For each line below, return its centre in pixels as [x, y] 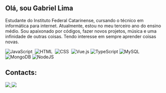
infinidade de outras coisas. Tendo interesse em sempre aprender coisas [81, 36]
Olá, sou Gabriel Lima [39, 8]
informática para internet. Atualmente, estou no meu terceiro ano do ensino [83, 26]
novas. [12, 42]
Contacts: [21, 73]
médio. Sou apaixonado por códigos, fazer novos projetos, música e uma [81, 31]
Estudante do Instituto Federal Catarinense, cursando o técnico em [74, 20]
